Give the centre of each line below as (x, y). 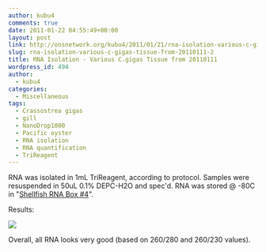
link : (17, 45)
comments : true (33, 23)
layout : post (30, 38)
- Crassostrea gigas (49, 111)
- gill (26, 118)
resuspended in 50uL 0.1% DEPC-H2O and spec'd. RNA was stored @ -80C (132, 186)
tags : (17, 103)
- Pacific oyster (44, 133)
